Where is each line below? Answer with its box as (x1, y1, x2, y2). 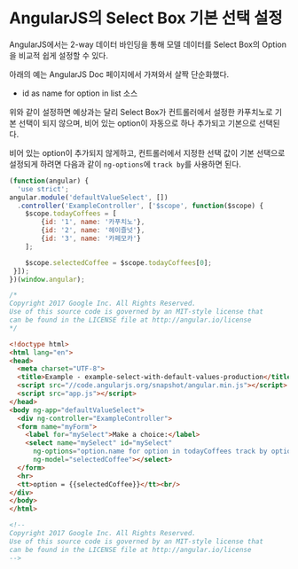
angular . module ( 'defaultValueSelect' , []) (9, 192, 169, 202)
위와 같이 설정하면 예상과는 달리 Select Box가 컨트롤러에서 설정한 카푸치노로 (9, 106, 273, 117)
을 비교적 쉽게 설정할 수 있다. (9, 50, 109, 60)
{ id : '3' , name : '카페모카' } (41, 234, 142, 244)
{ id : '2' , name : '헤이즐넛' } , (41, 226, 145, 235)
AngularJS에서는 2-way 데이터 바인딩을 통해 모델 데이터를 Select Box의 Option (9, 39, 286, 50)
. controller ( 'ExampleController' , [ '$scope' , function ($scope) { (17, 201, 264, 210)
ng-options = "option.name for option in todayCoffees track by (32, 447, 268, 456)
